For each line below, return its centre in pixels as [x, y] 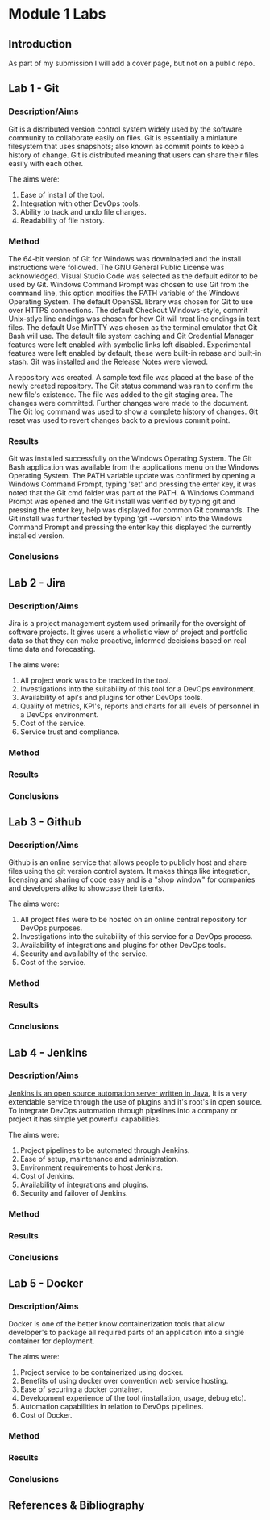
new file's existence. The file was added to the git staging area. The [121, 394]
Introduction [40, 44]
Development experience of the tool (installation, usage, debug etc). [133, 1398]
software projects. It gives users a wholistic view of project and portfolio [128, 632]
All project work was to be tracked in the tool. [96, 680]
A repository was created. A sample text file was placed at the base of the [131, 377]
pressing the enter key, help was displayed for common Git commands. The [134, 510]
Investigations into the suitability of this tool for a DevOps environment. [138, 689]
